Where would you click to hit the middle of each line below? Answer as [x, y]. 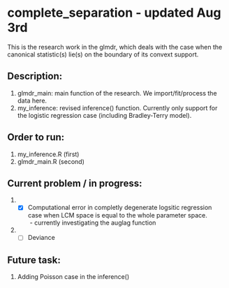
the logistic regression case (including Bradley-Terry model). [104, 115]
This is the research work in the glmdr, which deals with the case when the [115, 47]
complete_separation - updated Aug [114, 13]
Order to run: [36, 137]
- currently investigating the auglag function [93, 223]
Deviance [42, 238]
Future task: [34, 260]
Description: [35, 76]
